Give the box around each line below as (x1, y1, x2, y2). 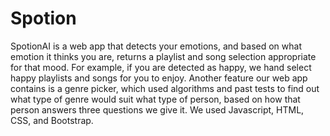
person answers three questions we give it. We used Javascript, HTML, (10, 103, 305, 116)
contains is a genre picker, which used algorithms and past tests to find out (10, 82, 320, 94)
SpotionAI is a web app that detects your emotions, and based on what (10, 40, 302, 52)
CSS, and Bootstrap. (10, 114, 94, 126)
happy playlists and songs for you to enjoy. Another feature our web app (10, 72, 308, 84)
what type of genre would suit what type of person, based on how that (10, 93, 301, 105)
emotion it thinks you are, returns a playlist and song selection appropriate (10, 50, 317, 62)
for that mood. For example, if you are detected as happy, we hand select (10, 61, 312, 73)
